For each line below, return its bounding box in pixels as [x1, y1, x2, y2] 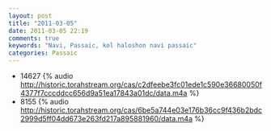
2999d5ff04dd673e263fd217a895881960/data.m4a [19, 114, 193, 123]
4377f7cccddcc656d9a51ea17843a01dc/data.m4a [19, 88, 188, 97]
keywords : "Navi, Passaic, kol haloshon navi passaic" [8, 42, 197, 50]
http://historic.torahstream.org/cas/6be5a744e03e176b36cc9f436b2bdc [19, 105, 263, 115]
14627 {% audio [19, 72, 74, 80]
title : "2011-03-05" [8, 19, 78, 27]
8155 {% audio [19, 97, 69, 106]
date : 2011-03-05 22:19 [8, 27, 89, 35]
